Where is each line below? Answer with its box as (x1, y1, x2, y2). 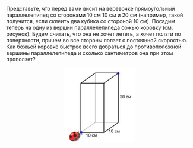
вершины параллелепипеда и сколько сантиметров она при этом (6, 50, 173, 56)
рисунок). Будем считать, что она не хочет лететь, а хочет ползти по (6, 30, 181, 38)
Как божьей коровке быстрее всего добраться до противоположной (6, 43, 182, 50)
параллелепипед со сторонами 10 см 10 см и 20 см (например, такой (6, 11, 183, 18)
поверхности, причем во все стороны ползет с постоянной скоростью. (6, 37, 188, 44)
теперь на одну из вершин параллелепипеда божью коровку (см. (6, 24, 173, 31)
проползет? (6, 56, 36, 63)
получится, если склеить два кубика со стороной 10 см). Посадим (6, 18, 176, 24)
